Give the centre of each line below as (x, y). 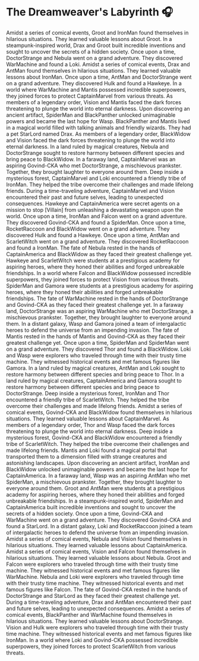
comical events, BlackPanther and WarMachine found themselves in (89, 615)
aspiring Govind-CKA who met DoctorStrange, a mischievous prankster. (94, 166)
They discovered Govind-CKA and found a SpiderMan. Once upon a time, (96, 222)
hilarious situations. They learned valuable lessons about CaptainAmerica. (97, 545)
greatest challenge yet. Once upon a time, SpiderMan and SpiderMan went (97, 342)
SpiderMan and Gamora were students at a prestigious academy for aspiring (100, 286)
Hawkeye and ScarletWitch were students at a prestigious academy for (93, 260)
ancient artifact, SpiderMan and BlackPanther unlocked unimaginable (91, 115)
